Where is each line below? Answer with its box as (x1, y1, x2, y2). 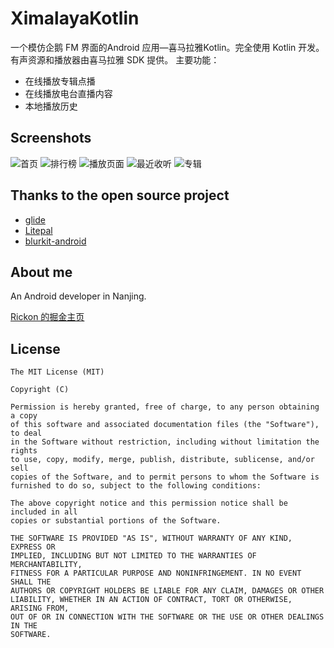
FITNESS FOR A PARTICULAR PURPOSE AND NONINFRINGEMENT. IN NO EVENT (10, 568, 302, 579)
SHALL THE (10, 577, 52, 587)
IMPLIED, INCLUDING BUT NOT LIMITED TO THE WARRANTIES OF (10, 551, 257, 561)
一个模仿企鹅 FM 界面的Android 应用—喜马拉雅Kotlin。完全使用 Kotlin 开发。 (10, 41, 325, 53)
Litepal (24, 224, 53, 236)
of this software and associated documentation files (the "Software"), (10, 420, 320, 430)
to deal (10, 428, 43, 439)
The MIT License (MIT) (10, 367, 105, 377)
